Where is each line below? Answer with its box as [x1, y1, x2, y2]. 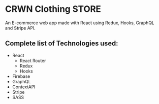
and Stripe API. [5, 25, 36, 31]
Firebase [12, 73, 31, 79]
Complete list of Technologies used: [5, 39, 118, 48]
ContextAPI [12, 84, 35, 90]
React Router [19, 58, 46, 64]
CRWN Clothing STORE [5, 3, 101, 15]
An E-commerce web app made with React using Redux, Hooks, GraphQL [5, 20, 155, 26]
